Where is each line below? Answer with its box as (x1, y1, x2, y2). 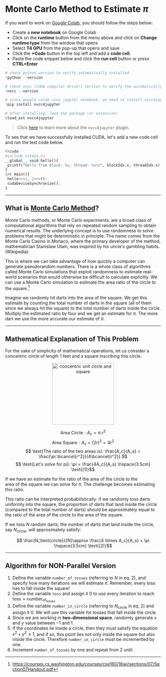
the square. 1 (5, 284, 30, 291)
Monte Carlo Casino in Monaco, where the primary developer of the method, (5, 238, 161, 244)
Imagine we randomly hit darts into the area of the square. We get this (5, 295, 147, 301)
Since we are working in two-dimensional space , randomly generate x (12, 614, 157, 621)
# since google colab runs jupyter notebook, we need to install (5, 97, 142, 102)
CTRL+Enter (12, 61, 38, 67)
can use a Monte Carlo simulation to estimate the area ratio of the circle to (5, 279, 156, 285)
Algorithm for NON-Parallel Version (5, 562, 116, 570)
